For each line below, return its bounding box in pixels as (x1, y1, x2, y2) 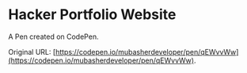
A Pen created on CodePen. (8, 32, 99, 41)
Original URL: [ (8, 47, 56, 56)
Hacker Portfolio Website (8, 6, 177, 24)
